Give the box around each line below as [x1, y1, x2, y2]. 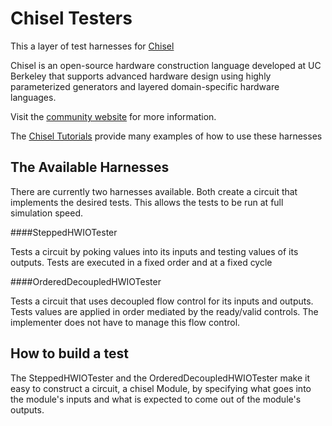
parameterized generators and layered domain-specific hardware [10, 80, 280, 92]
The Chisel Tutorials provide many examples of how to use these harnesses [10, 130, 323, 142]
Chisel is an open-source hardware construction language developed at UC [10, 59, 322, 71]
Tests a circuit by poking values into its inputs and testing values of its [10, 245, 299, 257]
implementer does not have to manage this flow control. [10, 316, 241, 328]
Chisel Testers [10, 7, 133, 30]
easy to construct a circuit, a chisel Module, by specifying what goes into [10, 382, 312, 394]
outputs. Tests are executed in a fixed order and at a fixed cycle [10, 256, 273, 268]
